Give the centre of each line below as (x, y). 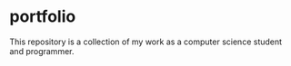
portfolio (43, 17)
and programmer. (42, 51)
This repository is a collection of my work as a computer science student (146, 42)
